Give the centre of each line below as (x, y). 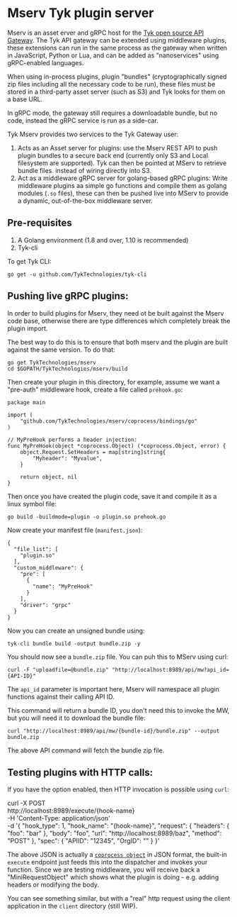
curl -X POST (27, 804)
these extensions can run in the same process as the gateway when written (117, 48)
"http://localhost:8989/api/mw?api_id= (171, 669)
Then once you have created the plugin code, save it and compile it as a (112, 496)
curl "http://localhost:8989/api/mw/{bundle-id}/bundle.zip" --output (114, 731)
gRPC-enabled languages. (46, 62)
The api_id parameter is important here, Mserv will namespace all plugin (113, 689)
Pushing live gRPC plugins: (68, 296)
